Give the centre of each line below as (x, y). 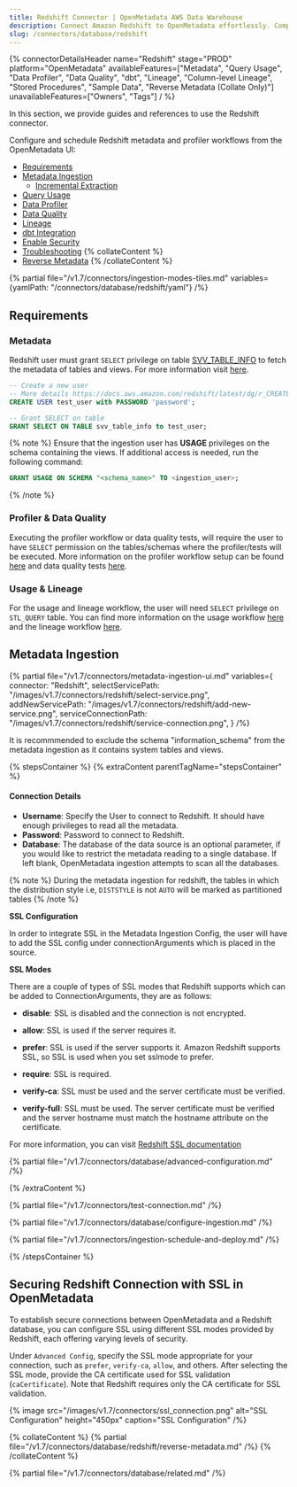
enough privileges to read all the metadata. (100, 825)
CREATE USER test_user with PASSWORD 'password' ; (103, 402)
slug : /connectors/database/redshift (79, 34)
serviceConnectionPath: (103, 713)
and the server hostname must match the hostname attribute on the (145, 1118)
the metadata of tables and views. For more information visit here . (129, 369)
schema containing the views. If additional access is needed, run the (134, 453)
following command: (46, 462)
